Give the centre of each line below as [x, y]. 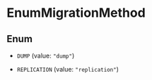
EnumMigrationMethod [76, 13]
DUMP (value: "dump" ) [46, 55]
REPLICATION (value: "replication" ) [68, 69]
